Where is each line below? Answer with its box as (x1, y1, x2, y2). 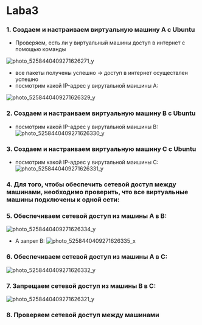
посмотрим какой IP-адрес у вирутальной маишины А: (15, 82, 159, 89)
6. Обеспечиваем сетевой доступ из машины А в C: (6, 253, 168, 261)
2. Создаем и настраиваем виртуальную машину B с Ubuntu (6, 109, 196, 117)
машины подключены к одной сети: (6, 195, 120, 204)
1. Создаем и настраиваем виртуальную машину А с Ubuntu (6, 26, 195, 34)
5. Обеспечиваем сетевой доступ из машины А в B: (6, 211, 167, 220)
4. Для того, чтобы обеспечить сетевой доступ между (6, 180, 176, 189)
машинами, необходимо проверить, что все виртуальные (6, 188, 189, 196)
